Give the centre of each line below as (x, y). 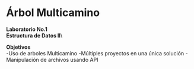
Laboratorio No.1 (27, 29)
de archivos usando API (69, 59)
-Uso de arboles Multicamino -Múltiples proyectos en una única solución (95, 53)
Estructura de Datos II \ (34, 35)
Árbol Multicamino (53, 13)
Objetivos (18, 47)
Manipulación (23, 59)
